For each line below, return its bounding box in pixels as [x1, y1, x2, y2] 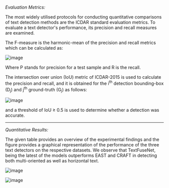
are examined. [5, 30, 35, 36]
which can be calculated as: [5, 45, 63, 51]
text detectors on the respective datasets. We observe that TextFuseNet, [5, 147, 156, 153]
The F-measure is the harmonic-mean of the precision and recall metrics [5, 40, 156, 46]
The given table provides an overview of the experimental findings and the [5, 136, 159, 142]
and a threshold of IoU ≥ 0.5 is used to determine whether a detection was [5, 107, 159, 113]
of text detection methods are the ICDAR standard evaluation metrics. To [5, 20, 156, 25]
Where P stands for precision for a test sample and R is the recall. [5, 65, 141, 70]
